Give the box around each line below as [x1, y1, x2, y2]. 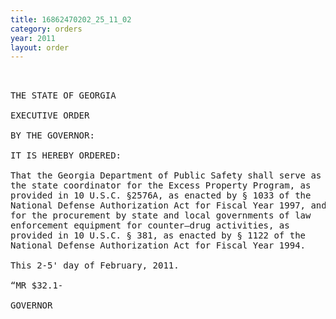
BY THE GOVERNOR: [10, 130, 95, 141]
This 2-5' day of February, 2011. [10, 260, 180, 271]
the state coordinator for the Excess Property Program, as [10, 180, 312, 191]
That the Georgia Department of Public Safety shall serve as [10, 170, 322, 181]
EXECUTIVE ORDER [10, 110, 90, 121]
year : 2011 [10, 33, 56, 43]
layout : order [10, 42, 70, 53]
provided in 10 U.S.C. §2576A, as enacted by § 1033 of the [10, 190, 312, 201]
